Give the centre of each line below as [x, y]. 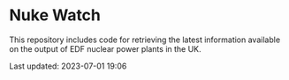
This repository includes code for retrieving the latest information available [145, 40]
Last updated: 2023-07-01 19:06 [68, 66]
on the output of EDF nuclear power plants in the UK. [105, 48]
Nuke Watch [55, 15]
